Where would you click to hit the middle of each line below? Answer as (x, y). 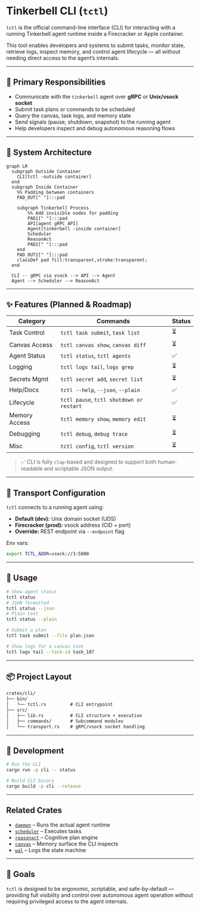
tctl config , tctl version (97, 446)
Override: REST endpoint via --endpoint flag (70, 531)
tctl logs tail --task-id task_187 (50, 652)
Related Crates (34, 810)
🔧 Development (35, 751)
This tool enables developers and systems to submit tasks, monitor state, (96, 45)
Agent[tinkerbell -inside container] (74, 228)
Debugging (25, 434)
